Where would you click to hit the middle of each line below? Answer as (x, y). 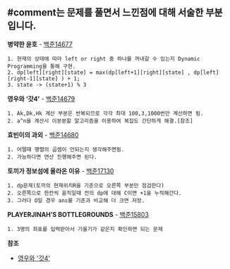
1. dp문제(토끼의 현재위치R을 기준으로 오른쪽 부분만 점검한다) (86, 185)
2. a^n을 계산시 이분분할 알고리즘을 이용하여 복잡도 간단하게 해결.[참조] (100, 121)
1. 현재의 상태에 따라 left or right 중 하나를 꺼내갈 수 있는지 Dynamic (104, 58)
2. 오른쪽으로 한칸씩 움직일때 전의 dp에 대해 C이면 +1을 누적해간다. (95, 193)
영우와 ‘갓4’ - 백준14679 (41, 99)
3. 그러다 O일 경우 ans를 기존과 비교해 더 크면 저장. (76, 200)
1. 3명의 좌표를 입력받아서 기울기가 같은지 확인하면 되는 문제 (85, 229)
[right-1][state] (33, 79)
